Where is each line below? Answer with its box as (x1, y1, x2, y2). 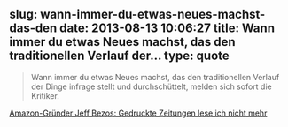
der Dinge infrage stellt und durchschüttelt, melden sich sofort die (30, 81, 272, 92)
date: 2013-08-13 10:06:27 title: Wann (58, 21, 275, 36)
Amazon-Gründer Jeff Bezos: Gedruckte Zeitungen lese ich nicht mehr (9, 108, 268, 118)
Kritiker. (30, 90, 59, 101)
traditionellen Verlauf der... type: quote (9, 49, 230, 63)
